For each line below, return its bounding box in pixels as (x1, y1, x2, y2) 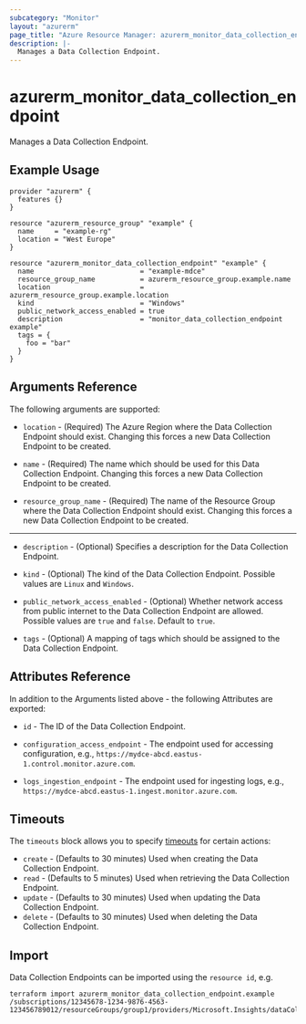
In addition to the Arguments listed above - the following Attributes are (9, 693, 273, 704)
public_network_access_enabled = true (17, 307, 166, 316)
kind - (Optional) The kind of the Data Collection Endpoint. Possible (22, 568, 276, 580)
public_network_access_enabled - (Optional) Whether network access (22, 595, 284, 607)
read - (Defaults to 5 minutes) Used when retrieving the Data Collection (22, 872, 290, 883)
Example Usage (9, 162, 100, 178)
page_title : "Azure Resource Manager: (9, 30, 157, 39)
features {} (17, 194, 64, 204)
